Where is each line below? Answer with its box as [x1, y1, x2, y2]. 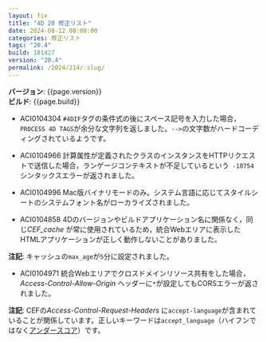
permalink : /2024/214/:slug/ [8, 64, 105, 72]
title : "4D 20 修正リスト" [8, 19, 92, 27]
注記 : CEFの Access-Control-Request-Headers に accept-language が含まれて [8, 305, 257, 315]
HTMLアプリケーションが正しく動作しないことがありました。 [19, 234, 222, 244]
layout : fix [8, 11, 48, 20]
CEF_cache [26, 225, 65, 234]
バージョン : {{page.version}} [8, 86, 102, 96]
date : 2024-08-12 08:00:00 [8, 26, 98, 34]
